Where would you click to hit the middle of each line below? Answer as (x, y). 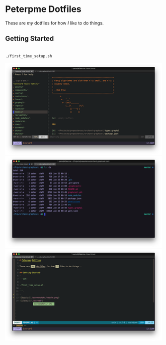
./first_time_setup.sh (29, 56)
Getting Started (30, 39)
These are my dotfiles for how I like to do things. (54, 23)
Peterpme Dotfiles (43, 9)
